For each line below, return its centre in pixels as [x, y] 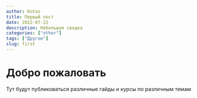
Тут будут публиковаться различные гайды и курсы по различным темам [99, 89]
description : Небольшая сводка [44, 28]
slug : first [21, 44]
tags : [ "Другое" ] [27, 38]
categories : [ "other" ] [34, 33]
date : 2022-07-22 [27, 22]
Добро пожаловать [56, 73]
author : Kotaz [24, 11]
